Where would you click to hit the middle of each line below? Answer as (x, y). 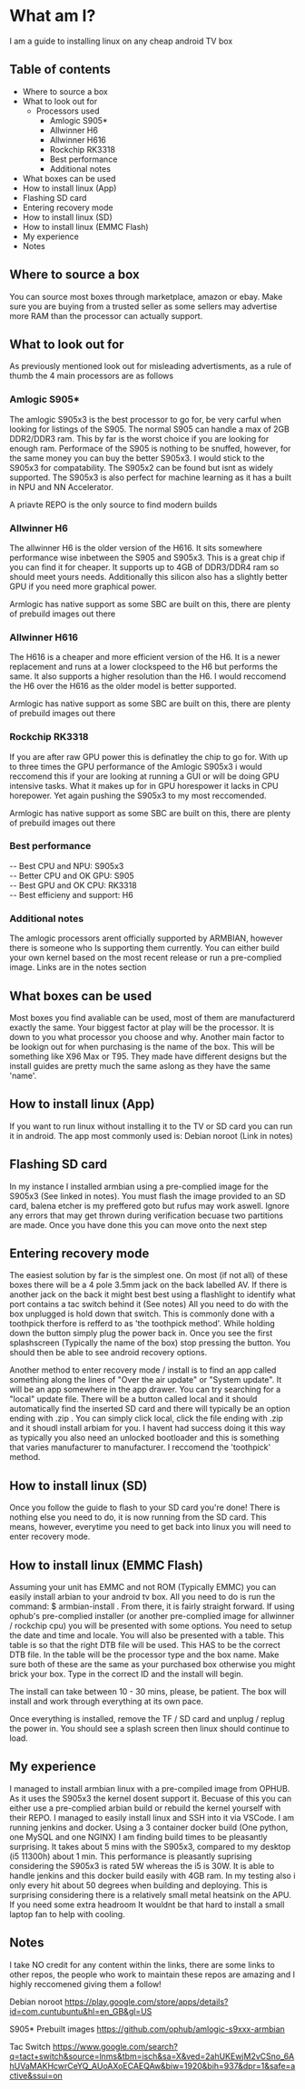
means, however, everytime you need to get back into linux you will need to (150, 1527)
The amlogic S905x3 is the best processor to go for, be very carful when (145, 419)
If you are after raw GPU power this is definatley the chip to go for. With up (149, 756)
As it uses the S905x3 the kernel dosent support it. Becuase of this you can (151, 1798)
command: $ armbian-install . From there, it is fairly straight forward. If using (152, 1606)
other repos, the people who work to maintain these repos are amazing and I (152, 1974)
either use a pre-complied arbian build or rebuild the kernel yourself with (145, 1808)
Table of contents (60, 70)
